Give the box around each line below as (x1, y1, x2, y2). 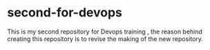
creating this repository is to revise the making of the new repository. (7, 34, 204, 42)
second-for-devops (7, 5, 122, 21)
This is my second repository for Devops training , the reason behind (7, 27, 202, 36)
